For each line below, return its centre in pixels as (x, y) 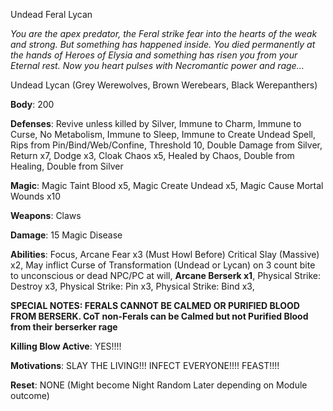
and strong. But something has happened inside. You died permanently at (163, 44)
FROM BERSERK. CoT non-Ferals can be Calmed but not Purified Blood (159, 316)
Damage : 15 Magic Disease (66, 235)
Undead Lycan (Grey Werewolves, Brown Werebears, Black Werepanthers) (164, 85)
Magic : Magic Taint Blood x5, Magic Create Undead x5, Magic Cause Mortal (167, 185)
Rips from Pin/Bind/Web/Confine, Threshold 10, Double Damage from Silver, (166, 145)
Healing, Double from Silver (67, 166)
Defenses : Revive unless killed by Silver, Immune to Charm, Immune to (156, 123)
